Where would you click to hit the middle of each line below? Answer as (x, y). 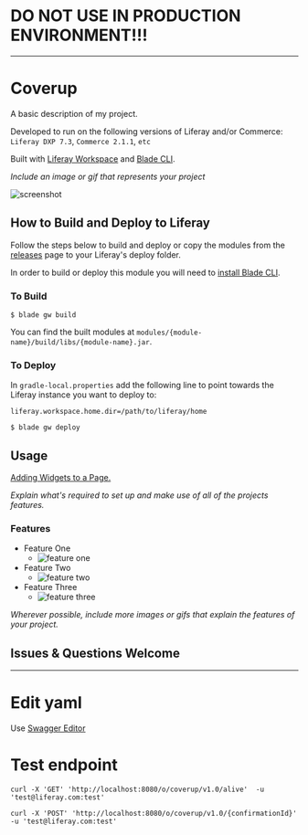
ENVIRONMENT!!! (79, 35)
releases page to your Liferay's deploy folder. (96, 254)
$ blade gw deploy (45, 428)
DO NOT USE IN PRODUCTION (126, 16)
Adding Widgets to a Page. (61, 478)
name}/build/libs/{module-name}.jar (80, 342)
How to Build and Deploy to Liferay (111, 223)
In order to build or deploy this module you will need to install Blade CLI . (146, 272)
